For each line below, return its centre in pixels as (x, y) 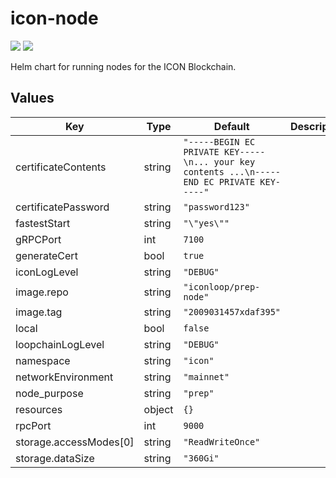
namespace (43, 360)
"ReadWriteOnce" (222, 441)
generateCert (46, 255)
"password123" (216, 206)
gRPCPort (38, 239)
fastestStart (43, 223)
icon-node (54, 18)
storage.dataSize (55, 458)
